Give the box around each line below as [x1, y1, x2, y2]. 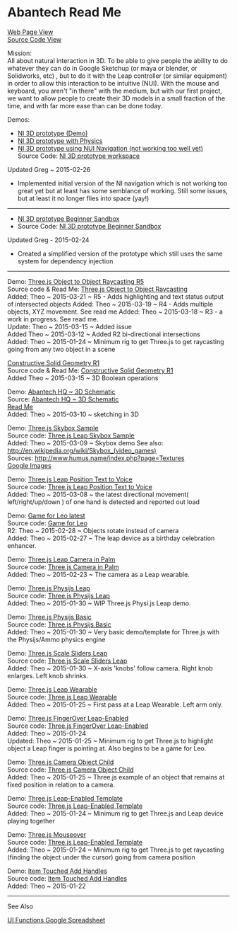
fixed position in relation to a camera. [7, 780, 115, 789]
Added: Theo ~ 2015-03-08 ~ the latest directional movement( [7, 490, 189, 498]
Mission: [7, 49, 32, 57]
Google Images [7, 461, 51, 469]
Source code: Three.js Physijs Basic [7, 620, 111, 629]
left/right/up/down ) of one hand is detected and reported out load [7, 497, 200, 506]
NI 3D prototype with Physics [17, 136, 103, 145]
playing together [7, 816, 55, 825]
